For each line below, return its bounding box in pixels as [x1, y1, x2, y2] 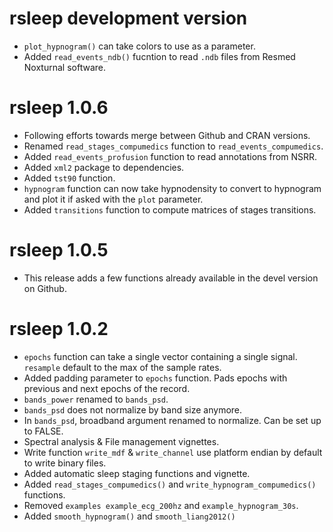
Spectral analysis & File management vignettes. [23, 435, 220, 447]
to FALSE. [23, 425, 64, 437]
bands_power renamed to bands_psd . [23, 393, 169, 405]
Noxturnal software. [23, 61, 106, 73]
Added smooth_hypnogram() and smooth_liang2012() [23, 510, 236, 522]
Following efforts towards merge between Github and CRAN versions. [23, 129, 311, 141]
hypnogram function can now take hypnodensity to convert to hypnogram [23, 182, 322, 194]
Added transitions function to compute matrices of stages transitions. [23, 203, 317, 216]
